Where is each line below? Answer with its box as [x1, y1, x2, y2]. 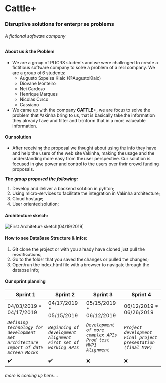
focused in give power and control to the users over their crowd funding [12, 161, 159, 167]
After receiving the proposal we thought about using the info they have [12, 145, 157, 151]
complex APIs [86, 332, 117, 338]
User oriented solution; [12, 201, 59, 207]
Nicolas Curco [19, 96, 49, 102]
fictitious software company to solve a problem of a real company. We [12, 64, 155, 70]
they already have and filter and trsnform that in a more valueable [12, 117, 146, 123]
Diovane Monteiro [19, 80, 56, 86]
